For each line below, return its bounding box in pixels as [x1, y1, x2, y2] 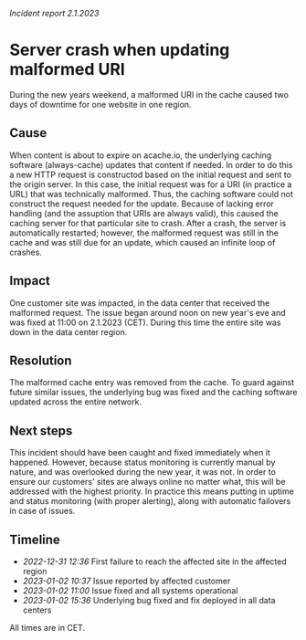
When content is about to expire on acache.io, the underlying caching [9, 150, 272, 161]
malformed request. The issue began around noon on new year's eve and [9, 307, 286, 318]
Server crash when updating [9, 40, 230, 60]
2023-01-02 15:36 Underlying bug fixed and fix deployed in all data [22, 595, 276, 605]
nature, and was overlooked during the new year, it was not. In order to [9, 467, 277, 477]
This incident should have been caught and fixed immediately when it [9, 447, 271, 458]
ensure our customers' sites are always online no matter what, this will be [9, 477, 286, 488]
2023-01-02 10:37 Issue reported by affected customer [22, 575, 231, 586]
